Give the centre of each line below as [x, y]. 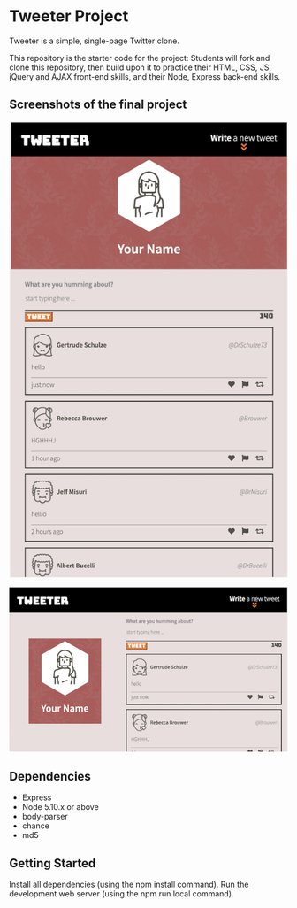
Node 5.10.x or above [60, 807]
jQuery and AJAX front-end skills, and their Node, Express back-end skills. [145, 76]
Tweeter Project [69, 16]
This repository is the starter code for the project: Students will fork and [140, 58]
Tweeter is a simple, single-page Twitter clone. [94, 41]
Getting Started [53, 863]
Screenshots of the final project [98, 105]
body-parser [45, 817]
